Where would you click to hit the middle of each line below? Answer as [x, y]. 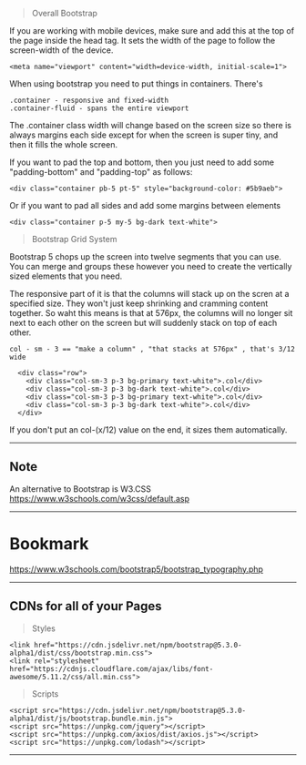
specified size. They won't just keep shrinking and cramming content [139, 303]
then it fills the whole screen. [64, 144]
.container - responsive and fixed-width [89, 100]
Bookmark [49, 544]
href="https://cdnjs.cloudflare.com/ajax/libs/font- [112, 668]
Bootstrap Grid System [74, 239]
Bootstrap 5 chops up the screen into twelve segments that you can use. [146, 257]
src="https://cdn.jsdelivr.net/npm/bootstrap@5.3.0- [144, 710]
